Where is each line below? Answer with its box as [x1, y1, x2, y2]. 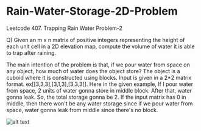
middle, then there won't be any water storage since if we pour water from [6, 99, 193, 107]
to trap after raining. [6, 49, 57, 56]
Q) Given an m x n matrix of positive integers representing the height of [6, 36, 185, 43]
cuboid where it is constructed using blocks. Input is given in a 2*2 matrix [6, 74, 192, 81]
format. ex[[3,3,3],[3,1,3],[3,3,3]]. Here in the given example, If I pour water [6, 80, 194, 88]
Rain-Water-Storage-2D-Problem [6, 4, 178, 18]
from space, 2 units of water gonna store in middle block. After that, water [6, 87, 192, 94]
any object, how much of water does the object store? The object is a [6, 67, 181, 74]
